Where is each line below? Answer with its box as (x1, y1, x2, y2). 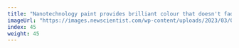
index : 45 (7, 23, 37, 30)
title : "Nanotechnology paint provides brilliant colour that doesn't (7, 10, 221, 18)
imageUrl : (7, 17, 37, 24)
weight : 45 (7, 30, 40, 37)
